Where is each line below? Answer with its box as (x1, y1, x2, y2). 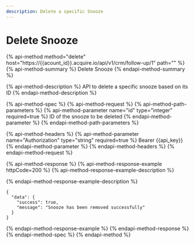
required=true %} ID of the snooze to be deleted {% (6, 113, 132, 120)
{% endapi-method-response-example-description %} (6, 177, 138, 184)
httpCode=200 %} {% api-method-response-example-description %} (6, 166, 175, 173)
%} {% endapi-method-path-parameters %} (32, 119, 139, 126)
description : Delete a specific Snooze (6, 8, 104, 15)
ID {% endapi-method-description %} (6, 89, 97, 96)
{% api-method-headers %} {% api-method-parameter (6, 130, 139, 137)
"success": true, (16, 199, 59, 205)
